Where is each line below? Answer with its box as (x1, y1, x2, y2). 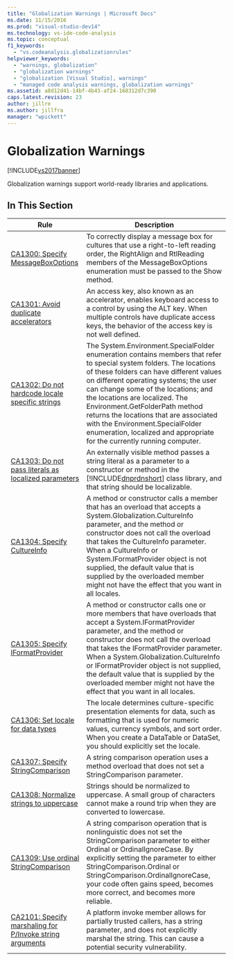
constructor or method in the (86, 465, 180, 475)
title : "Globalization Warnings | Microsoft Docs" (7, 10, 157, 17)
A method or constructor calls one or (86, 600, 206, 610)
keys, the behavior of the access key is (86, 321, 213, 331)
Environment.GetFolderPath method (86, 401, 203, 411)
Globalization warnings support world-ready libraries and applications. (7, 180, 209, 188)
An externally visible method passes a (86, 448, 210, 458)
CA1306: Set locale (10, 716, 75, 725)
